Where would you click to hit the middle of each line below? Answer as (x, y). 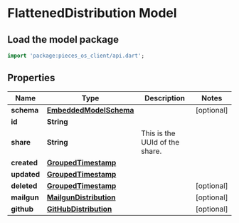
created (24, 162)
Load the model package (63, 40)
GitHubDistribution (79, 209)
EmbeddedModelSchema (90, 110)
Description (165, 98)
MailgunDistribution (81, 197)
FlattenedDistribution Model (92, 13)
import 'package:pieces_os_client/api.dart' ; (76, 56)
